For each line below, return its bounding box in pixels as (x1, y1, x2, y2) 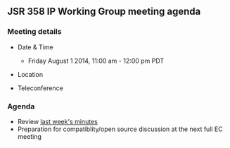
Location (17, 70, 44, 78)
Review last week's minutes (17, 117, 98, 125)
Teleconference (17, 84, 63, 92)
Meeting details (7, 27, 62, 37)
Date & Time (17, 42, 54, 51)
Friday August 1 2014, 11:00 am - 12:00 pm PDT (27, 56, 164, 65)
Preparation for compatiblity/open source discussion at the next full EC (17, 125, 223, 133)
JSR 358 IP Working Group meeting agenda (7, 6, 201, 18)
